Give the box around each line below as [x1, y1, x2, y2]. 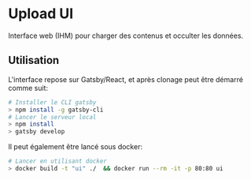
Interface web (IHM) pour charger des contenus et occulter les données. [8, 31, 244, 40]
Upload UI [8, 5, 74, 23]
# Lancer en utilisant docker [8, 157, 108, 166]
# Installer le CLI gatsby [8, 98, 97, 107]
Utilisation [8, 54, 60, 67]
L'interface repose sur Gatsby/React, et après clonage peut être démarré [8, 74, 244, 84]
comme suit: [8, 83, 49, 92]
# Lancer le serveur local [8, 113, 97, 121]
